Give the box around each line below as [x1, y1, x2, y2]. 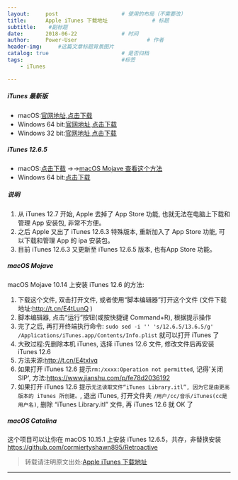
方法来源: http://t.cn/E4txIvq [17, 356, 98, 364]
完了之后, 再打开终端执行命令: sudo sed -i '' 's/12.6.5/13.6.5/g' [17, 322, 214, 330]
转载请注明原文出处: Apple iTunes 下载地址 [24, 457, 147, 467]
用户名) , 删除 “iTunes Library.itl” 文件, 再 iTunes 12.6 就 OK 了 [17, 400, 193, 409]
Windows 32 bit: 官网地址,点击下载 [17, 129, 117, 137]
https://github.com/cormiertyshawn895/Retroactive [7, 443, 158, 452]
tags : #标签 [7, 57, 136, 64]
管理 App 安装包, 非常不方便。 [17, 218, 106, 227]
